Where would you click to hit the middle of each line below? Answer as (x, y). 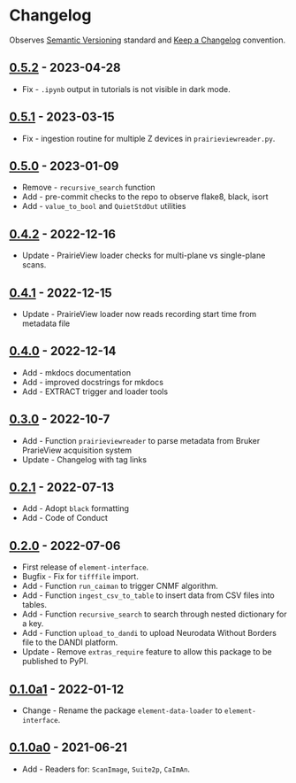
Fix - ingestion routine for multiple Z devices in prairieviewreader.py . (148, 138)
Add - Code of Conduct (65, 518)
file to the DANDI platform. (70, 642)
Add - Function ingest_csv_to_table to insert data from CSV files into (148, 595)
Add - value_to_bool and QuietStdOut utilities (104, 206)
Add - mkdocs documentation (76, 372)
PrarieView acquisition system (77, 450)
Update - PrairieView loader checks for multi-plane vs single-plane (144, 256)
